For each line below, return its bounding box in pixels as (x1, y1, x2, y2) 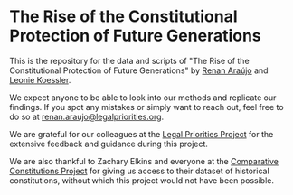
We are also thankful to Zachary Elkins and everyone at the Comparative (9, 155, 279, 166)
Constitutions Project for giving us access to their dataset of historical (9, 165, 269, 176)
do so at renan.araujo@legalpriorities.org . (9, 111, 165, 122)
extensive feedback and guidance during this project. (9, 138, 208, 149)
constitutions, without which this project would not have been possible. (9, 174, 274, 186)
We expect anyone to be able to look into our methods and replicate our (9, 92, 277, 103)
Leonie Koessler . (9, 74, 71, 85)
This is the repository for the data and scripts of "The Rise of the (9, 55, 250, 66)
